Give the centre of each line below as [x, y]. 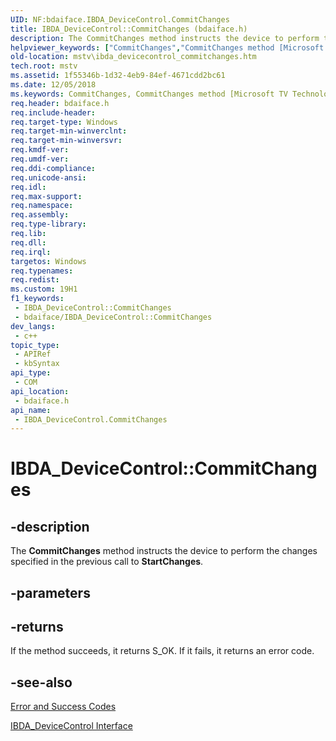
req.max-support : [46, 196]
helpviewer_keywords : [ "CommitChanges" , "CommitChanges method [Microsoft [167, 47]
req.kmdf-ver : [40, 150]
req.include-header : [53, 112]
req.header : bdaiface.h [60, 103]
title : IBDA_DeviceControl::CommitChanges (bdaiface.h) [129, 29]
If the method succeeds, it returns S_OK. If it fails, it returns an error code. [162, 651]
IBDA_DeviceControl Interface [71, 726]
